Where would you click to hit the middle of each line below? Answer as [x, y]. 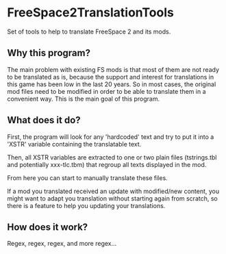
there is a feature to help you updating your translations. [86, 205]
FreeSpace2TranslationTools [91, 13]
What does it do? [44, 120]
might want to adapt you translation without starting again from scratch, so [112, 198]
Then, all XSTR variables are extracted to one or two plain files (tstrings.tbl [112, 157]
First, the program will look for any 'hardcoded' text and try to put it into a [111, 137]
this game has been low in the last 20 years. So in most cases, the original [112, 84]
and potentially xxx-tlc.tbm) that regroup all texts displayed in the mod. [107, 164]
